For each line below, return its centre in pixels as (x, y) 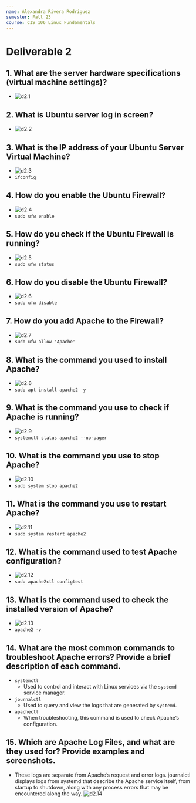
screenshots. (31, 761)
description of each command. (64, 666)
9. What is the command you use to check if (88, 408)
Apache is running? (43, 417)
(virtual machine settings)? (57, 82)
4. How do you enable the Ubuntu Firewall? (86, 195)
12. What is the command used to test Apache (92, 551)
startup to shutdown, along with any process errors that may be (92, 787)
